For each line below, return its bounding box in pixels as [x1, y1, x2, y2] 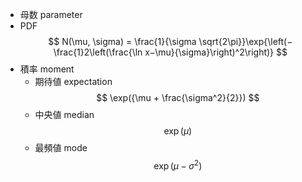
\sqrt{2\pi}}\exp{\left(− [198, 36, 293, 47]
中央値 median [34, 109, 95, 120]
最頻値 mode [34, 142, 88, 153]
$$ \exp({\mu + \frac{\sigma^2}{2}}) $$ [96, 92, 260, 103]
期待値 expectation [34, 76, 113, 87]
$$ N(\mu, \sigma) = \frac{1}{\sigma [48, 36, 197, 47]
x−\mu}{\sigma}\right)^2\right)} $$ [144, 46, 288, 58]
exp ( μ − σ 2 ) [153, 158, 203, 172]
